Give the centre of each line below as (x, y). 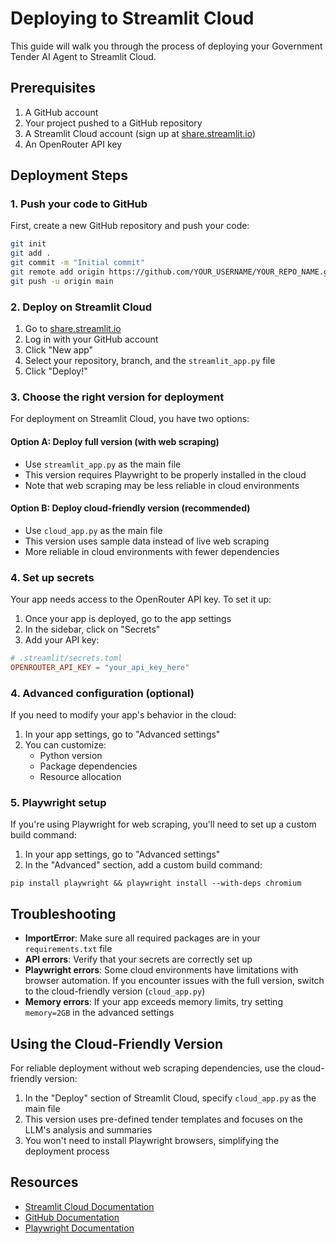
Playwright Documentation (79, 1228)
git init (28, 244)
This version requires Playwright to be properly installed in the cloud (165, 474)
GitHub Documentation (72, 1217)
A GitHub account (61, 112)
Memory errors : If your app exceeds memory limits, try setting (153, 1002)
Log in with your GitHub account (91, 339)
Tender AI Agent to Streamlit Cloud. (83, 56)
